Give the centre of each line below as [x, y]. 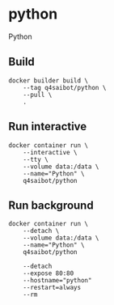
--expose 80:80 [49, 273]
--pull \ [38, 95]
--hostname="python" [57, 281]
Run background [51, 205]
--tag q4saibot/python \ [65, 87]
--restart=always [52, 288]
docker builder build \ [49, 80]
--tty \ [36, 159]
